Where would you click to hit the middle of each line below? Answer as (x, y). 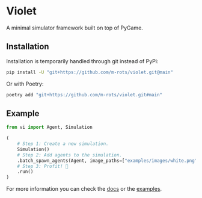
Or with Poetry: (25, 84)
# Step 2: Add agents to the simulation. (69, 155)
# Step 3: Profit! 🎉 (43, 166)
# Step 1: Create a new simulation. (63, 144)
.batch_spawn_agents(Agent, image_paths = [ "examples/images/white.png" (107, 161)
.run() (25, 172)
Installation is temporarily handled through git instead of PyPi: (82, 61)
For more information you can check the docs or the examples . (84, 189)
